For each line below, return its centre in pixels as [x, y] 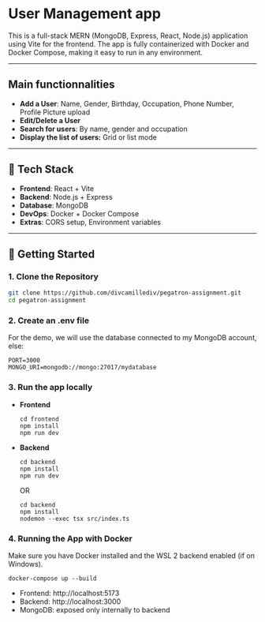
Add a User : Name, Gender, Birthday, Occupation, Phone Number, [127, 103]
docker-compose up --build [52, 578]
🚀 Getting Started [52, 254]
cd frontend [39, 419]
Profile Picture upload [55, 112]
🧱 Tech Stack [41, 169]
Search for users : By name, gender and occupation [103, 129]
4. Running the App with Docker [70, 538]
